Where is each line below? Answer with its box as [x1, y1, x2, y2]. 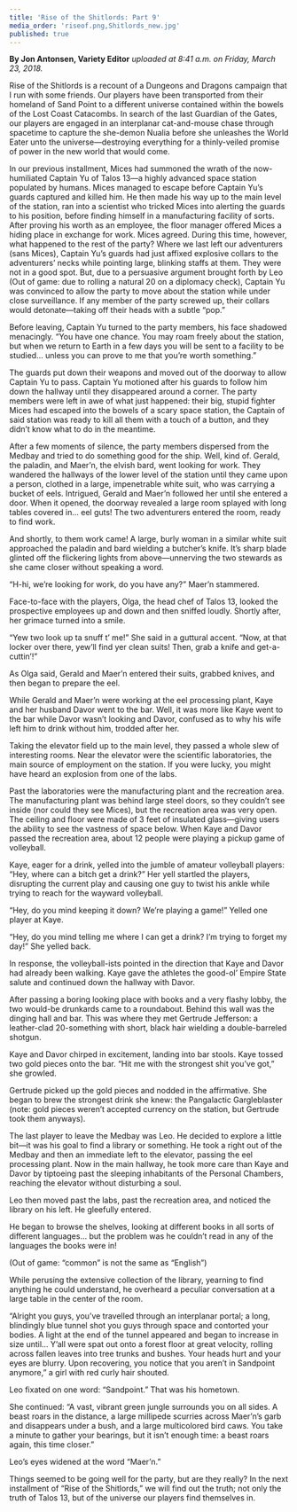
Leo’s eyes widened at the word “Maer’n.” [9, 1456, 161, 1468]
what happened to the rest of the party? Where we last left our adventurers [9, 239, 284, 249]
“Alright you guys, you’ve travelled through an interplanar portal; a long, [9, 1311, 270, 1321]
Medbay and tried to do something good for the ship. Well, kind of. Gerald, [9, 450, 281, 461]
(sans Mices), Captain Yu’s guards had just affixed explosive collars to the [9, 248, 279, 259]
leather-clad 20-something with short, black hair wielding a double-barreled [9, 1022, 287, 1033]
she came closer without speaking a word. [9, 562, 164, 573]
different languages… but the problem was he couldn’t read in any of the [9, 1231, 274, 1242]
